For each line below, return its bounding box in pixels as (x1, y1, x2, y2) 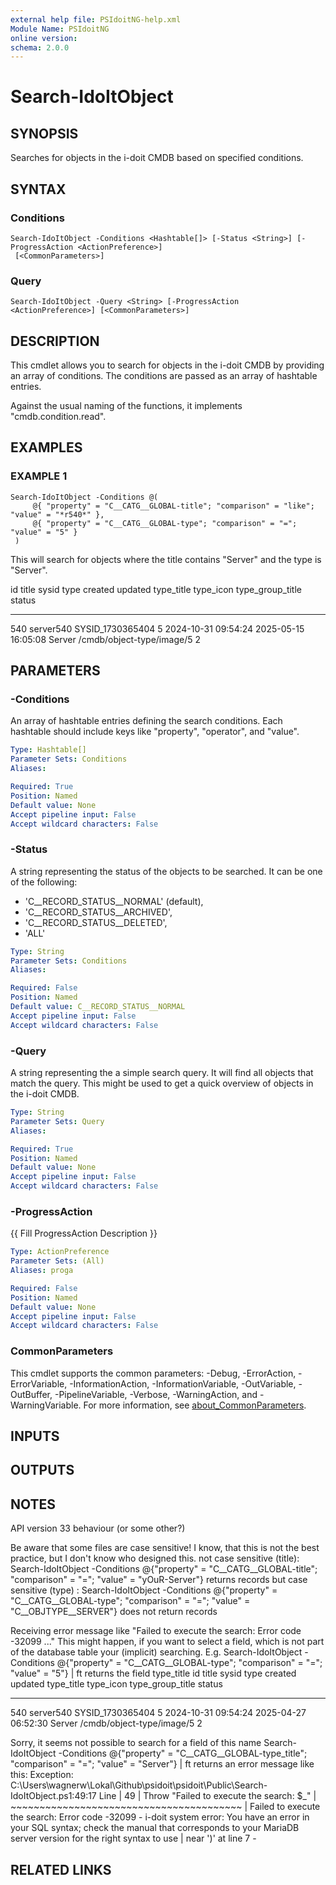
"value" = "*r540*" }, (10, 509, 105, 520)
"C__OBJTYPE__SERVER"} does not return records (10, 1606, 218, 1618)
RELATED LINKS (10, 1861, 112, 1878)
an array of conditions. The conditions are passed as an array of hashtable (10, 370, 318, 382)
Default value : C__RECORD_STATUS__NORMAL (10, 1002, 186, 1012)
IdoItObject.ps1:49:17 (10, 1790, 97, 1802)
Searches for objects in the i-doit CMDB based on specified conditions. (10, 152, 304, 164)
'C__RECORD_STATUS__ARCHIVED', (24, 906, 173, 918)
